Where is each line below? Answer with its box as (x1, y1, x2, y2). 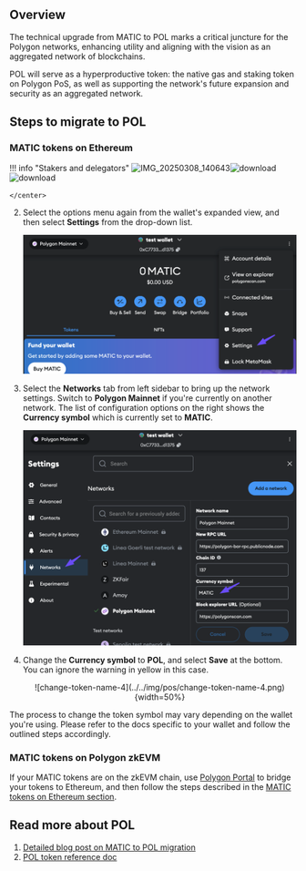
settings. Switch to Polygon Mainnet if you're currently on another (22, 392, 272, 404)
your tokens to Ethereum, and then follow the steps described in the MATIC (9, 782, 291, 793)
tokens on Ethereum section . (9, 792, 117, 803)
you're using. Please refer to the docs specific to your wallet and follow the (9, 719, 291, 730)
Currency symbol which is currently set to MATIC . (22, 412, 213, 423)
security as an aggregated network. (9, 87, 144, 98)
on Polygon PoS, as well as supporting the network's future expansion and (9, 77, 290, 89)
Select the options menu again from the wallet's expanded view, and (22, 207, 280, 218)
